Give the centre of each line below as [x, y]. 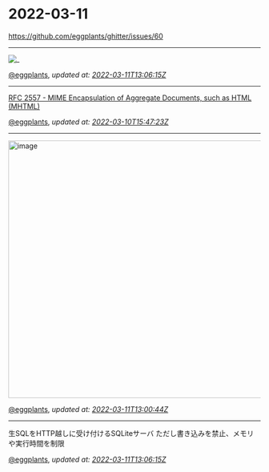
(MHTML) [24, 106]
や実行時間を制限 [36, 443]
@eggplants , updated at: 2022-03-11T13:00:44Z [88, 409]
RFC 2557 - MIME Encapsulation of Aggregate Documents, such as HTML [130, 98]
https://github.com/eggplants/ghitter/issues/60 [86, 36]
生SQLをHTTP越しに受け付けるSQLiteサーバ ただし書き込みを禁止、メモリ [131, 433]
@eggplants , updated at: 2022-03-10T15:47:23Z [88, 122]
